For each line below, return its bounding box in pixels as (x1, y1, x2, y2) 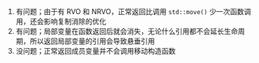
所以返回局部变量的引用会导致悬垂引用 (29, 36, 155, 46)
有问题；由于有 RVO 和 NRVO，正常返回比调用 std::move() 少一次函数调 (15, 7, 252, 16)
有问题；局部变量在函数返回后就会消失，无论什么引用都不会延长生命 (15, 27, 238, 35)
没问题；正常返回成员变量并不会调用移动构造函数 (15, 46, 176, 55)
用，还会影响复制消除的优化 (15, 17, 107, 26)
